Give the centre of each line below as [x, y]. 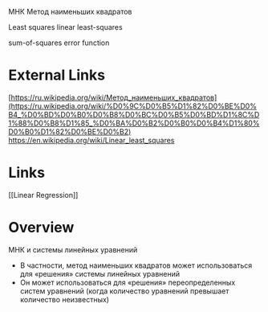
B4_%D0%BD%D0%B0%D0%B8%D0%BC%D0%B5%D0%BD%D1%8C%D [134, 114]
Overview [41, 228]
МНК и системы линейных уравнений [73, 249]
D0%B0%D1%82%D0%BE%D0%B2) [70, 131]
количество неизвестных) [65, 299]
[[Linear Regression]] [43, 195]
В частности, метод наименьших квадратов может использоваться [136, 265]
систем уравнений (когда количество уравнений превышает [124, 291]
